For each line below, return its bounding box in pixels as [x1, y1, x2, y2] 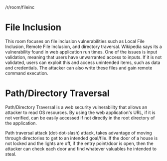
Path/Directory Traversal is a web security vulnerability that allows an [5, 104, 148, 110]
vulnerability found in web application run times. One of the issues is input [5, 48, 158, 54]
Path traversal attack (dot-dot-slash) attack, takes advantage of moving [5, 129, 152, 135]
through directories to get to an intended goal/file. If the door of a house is [5, 135, 158, 141]
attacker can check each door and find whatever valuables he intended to [5, 145, 157, 151]
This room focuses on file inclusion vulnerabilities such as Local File [5, 38, 145, 44]
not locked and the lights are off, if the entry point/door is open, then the [5, 140, 154, 146]
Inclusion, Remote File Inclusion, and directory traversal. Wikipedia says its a [5, 43, 162, 49]
